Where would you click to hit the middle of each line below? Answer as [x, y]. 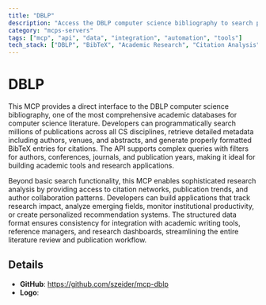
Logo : [29, 292]
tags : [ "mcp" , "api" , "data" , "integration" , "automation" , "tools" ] [125, 38]
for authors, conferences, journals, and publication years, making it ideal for [132, 157]
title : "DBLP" [32, 15]
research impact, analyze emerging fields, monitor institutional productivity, [131, 207]
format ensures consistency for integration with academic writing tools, [124, 223]
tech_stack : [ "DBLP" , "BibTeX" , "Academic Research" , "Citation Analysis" [134, 45]
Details [26, 265]
